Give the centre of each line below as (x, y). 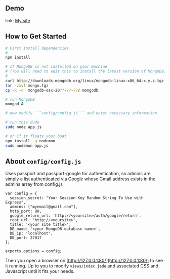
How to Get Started (36, 37)
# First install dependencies (37, 48)
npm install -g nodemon (30, 141)
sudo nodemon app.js (27, 146)
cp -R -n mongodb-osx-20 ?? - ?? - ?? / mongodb (52, 90)
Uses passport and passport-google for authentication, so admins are (78, 174)
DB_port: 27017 (26, 238)
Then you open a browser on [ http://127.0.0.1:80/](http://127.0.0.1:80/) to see (84, 261)
